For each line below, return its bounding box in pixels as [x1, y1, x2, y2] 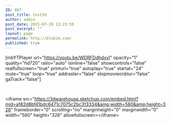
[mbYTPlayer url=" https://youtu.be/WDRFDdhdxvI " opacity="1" [5, 54, 138, 60]
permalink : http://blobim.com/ [5, 36, 72, 41]
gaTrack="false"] [5, 76, 41, 82]
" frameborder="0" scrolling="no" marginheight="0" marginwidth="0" [11, 106, 158, 112]
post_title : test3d [5, 12, 47, 17]
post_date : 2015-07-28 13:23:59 [5, 21, 74, 27]
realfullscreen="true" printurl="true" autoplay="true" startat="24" [5, 65, 144, 71]
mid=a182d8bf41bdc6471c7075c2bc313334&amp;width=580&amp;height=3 [5, 101, 166, 107]
